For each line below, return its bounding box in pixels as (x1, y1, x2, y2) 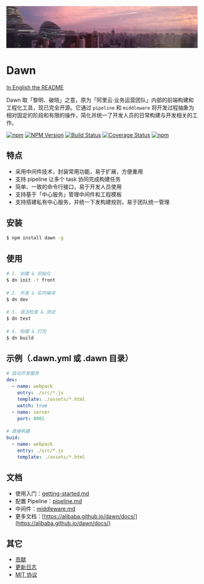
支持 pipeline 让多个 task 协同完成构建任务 (15, 175, 121, 183)
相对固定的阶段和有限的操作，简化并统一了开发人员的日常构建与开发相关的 (6, 111, 192, 119)
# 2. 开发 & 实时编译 (6, 290, 56, 296)
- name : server (12, 409, 50, 415)
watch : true (17, 403, 47, 409)
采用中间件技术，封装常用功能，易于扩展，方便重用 (15, 167, 143, 175)
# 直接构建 (6, 428, 30, 435)
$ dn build (6, 335, 34, 341)
